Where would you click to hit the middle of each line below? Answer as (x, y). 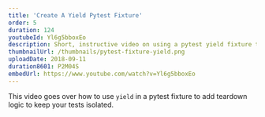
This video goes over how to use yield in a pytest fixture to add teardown (128, 96)
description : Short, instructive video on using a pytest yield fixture (130, 45)
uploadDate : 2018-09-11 (47, 60)
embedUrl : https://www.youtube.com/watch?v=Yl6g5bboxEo (102, 74)
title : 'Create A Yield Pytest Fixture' (76, 15)
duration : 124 (32, 30)
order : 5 (22, 23)
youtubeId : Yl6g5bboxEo (47, 37)
